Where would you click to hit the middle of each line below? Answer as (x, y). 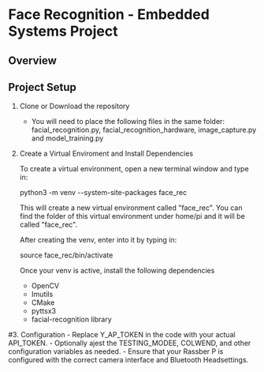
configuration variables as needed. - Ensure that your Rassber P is (116, 351)
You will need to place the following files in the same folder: (128, 122)
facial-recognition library (71, 319)
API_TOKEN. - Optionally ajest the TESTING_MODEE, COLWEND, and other (130, 343)
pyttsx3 (44, 311)
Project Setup (43, 87)
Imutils (42, 295)
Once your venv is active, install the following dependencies (117, 271)
